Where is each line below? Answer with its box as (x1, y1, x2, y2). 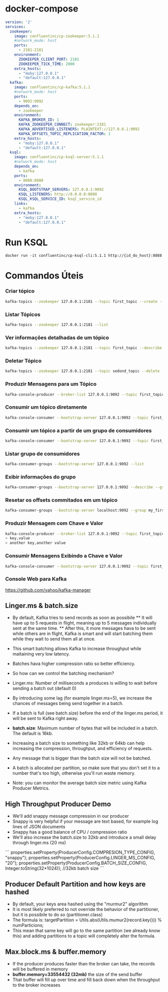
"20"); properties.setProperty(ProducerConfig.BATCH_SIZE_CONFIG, (5, 860, 147, 866)
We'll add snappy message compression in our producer (12, 813, 129, 819)
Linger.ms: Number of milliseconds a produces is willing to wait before (12, 680, 157, 686)
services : (5, 24, 26, 29)
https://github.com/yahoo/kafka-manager (5, 587, 91, 593)
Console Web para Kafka (5, 575, 67, 582)
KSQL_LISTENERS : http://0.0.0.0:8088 (18, 192, 97, 197)
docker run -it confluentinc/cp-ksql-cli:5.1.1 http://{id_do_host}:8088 (5, 253, 162, 258)
